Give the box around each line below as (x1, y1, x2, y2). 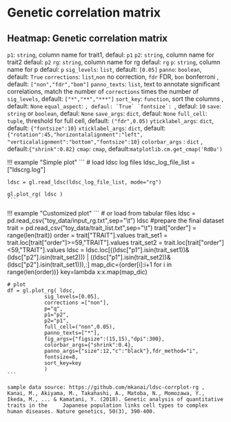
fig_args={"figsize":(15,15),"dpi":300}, (43, 336, 165, 343)
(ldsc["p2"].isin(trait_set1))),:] (7, 260, 90, 269)
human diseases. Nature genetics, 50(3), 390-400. (7, 408, 156, 415)
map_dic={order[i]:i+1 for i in (90, 260, 172, 269)
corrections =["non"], (43, 299, 110, 306)
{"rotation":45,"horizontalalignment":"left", (7, 131, 143, 138)
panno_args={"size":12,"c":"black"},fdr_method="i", (43, 347, 199, 354)
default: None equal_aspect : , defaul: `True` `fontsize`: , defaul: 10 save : (7, 102, 222, 110)
